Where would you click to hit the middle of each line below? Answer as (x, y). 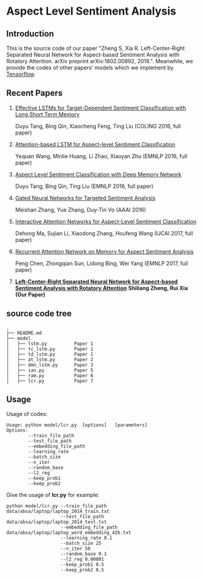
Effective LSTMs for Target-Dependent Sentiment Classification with (100, 108)
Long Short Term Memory (47, 114)
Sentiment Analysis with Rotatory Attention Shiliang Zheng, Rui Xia (101, 288)
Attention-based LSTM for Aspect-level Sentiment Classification (95, 144)
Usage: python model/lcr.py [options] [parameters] (77, 425)
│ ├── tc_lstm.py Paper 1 (50, 349)
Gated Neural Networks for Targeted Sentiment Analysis (85, 198)
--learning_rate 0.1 (86, 538)
